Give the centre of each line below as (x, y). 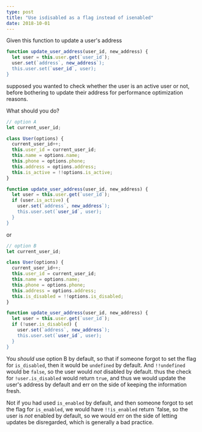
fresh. (14, 391)
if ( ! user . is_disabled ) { (45, 324)
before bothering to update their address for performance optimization (95, 92)
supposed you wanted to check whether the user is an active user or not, (98, 86)
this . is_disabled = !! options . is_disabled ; (68, 296)
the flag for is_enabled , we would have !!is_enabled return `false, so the (97, 409)
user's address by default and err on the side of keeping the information (97, 385)
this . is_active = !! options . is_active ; (62, 172)
